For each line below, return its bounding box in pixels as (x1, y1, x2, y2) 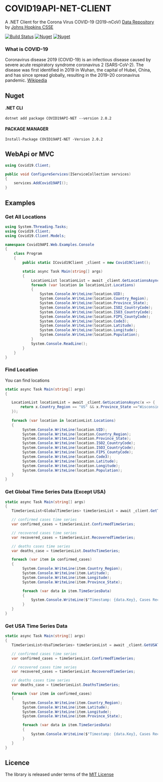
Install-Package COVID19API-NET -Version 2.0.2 (5, 137, 103, 142)
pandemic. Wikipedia (5, 77, 48, 83)
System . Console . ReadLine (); (31, 341, 88, 346)
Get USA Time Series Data (5, 623, 68, 629)
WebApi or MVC (5, 150, 54, 158)
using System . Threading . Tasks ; (5, 224, 68, 229)
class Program (14, 251, 42, 256)
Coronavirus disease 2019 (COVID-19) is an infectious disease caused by (5, 57, 151, 63)
